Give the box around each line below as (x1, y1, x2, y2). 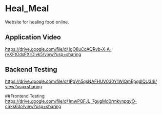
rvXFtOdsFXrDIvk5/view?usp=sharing (5, 51, 81, 57)
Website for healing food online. (5, 19, 69, 25)
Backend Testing (5, 65, 58, 74)
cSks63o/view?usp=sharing (5, 103, 61, 109)
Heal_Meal (5, 3, 49, 14)
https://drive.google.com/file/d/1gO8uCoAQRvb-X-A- (5, 46, 112, 52)
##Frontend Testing (5, 93, 45, 99)
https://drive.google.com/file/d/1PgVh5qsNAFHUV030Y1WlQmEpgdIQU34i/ (5, 78, 157, 84)
